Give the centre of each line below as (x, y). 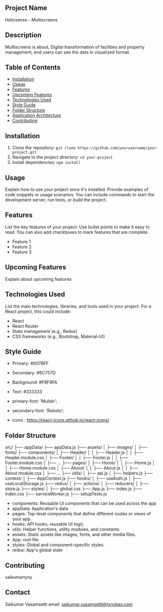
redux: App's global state (37, 550)
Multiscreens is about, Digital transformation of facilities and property (75, 47)
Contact (18, 592)
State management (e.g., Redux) (45, 331)
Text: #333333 (27, 392)
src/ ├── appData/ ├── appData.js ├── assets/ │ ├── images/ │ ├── (76, 447)
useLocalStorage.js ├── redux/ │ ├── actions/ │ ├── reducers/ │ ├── (77, 484)
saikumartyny (19, 577)
